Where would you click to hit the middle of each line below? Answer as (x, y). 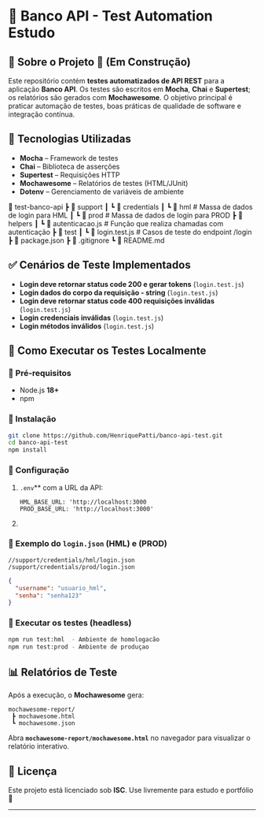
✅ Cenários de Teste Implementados (99, 265)
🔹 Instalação (32, 419)
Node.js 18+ (39, 390)
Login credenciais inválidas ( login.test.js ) (92, 318)
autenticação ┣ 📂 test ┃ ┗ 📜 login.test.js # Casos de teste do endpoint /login (130, 232)
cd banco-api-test (38, 443)
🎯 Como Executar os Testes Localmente (107, 351)
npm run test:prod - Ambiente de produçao (79, 647)
